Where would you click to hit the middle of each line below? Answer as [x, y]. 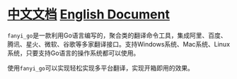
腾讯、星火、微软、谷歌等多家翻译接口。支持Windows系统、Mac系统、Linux [119, 44]
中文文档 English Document [88, 14]
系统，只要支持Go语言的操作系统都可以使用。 [74, 53]
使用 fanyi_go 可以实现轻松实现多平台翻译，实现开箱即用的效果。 [101, 68]
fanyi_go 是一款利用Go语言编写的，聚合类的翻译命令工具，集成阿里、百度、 [117, 35]
